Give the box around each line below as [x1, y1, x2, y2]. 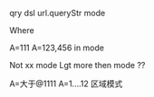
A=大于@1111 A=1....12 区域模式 [9, 78, 123, 89]
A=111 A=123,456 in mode [9, 42, 105, 53]
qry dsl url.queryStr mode [9, 8, 106, 18]
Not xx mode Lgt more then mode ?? [9, 60, 146, 70]
